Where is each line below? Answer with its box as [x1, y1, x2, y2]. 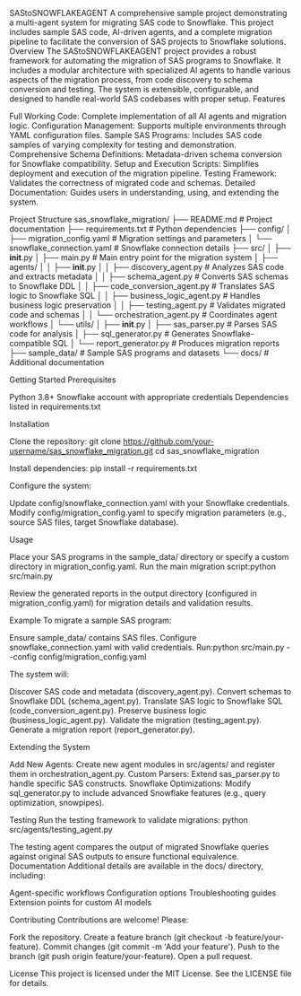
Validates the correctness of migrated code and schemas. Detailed [9, 178, 256, 188]
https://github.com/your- [123, 436, 215, 447]
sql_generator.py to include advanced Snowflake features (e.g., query [9, 788, 267, 798]
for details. [9, 978, 49, 988]
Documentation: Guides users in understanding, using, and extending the [9, 188, 279, 197]
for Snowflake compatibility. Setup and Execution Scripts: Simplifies [9, 159, 260, 169]
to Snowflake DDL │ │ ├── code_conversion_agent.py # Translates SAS [9, 281, 275, 291]
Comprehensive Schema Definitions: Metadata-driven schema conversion [9, 149, 282, 160]
